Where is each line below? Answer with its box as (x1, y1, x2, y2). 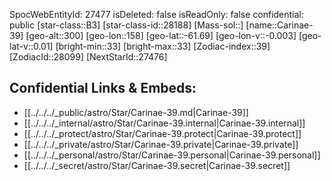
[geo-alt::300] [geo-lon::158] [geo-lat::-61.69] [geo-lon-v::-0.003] (25, 30, 297, 41)
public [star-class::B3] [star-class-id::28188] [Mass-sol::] (9, 19, 244, 31)
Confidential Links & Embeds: (9, 80, 197, 97)
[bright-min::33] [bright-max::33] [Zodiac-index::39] (55, 40, 271, 52)
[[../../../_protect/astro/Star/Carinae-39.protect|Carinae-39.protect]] (23, 127, 302, 139)
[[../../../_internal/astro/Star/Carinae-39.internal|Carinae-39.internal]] (23, 117, 306, 129)
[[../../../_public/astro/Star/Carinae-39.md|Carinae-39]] (23, 106, 249, 118)
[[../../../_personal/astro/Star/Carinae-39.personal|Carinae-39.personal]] (23, 149, 321, 161)
